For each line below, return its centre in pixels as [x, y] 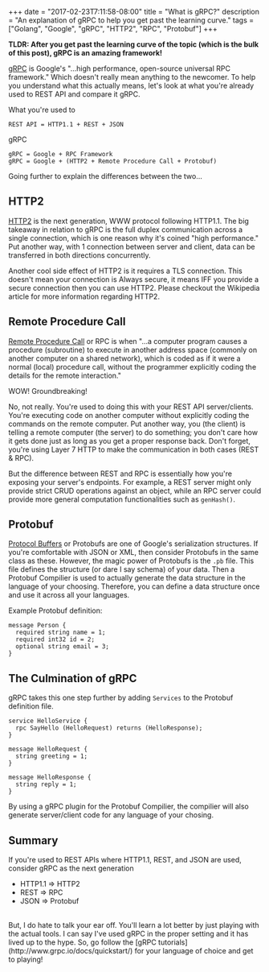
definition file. [31, 706]
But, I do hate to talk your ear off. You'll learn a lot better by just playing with [134, 925]
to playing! [26, 960]
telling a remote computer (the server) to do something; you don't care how [133, 432]
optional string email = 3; [63, 647]
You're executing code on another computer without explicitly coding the [129, 415]
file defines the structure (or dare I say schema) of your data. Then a [122, 569]
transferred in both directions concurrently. [79, 255]
